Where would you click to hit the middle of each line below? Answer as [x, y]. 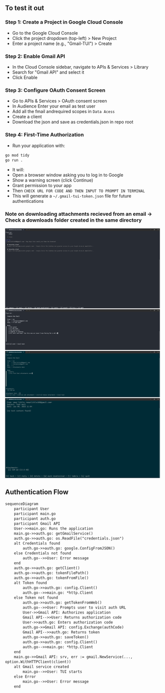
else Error [25, 677]
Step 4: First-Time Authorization [45, 135]
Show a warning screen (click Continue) [53, 180]
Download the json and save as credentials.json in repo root [73, 122]
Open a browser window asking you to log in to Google [68, 175]
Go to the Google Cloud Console [45, 33]
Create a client [27, 117]
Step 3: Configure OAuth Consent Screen [55, 90]
